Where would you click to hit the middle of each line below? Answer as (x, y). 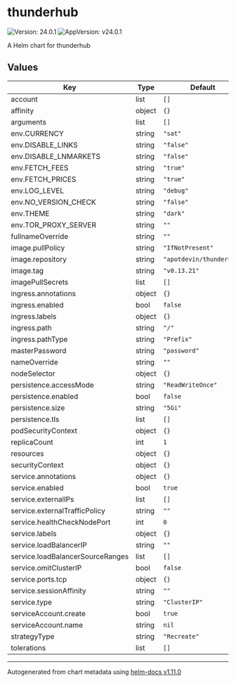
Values (23, 68)
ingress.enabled (37, 305)
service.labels (34, 533)
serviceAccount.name (47, 625)
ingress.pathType (39, 339)
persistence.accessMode (53, 385)
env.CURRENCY (38, 133)
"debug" (176, 190)
